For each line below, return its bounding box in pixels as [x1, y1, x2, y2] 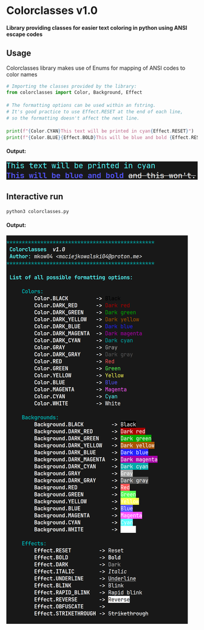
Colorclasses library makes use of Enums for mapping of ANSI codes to [6, 64, 186, 72]
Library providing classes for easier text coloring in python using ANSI [6, 24, 188, 31]
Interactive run [6, 192, 64, 202]
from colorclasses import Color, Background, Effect [6, 89, 143, 96]
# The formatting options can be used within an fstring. [6, 103, 156, 109]
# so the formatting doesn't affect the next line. [6, 115, 140, 121]
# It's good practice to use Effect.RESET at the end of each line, [6, 109, 183, 115]
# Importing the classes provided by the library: [6, 83, 137, 89]
